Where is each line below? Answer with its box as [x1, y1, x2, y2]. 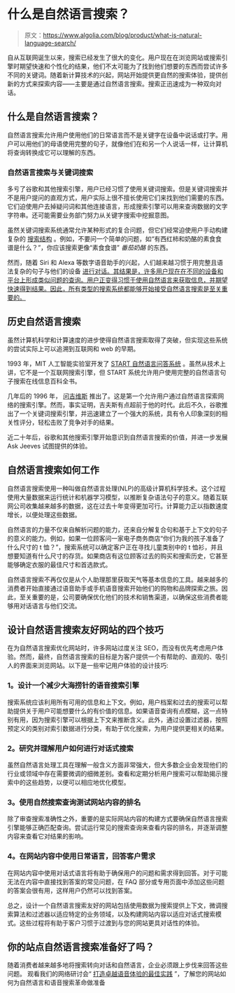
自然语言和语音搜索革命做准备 [19, 978, 106, 987]
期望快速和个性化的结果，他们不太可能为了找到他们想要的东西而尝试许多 [19, 62, 228, 70]
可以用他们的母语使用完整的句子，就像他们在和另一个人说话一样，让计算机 [13, 139, 228, 148]
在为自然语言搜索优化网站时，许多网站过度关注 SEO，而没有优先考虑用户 [7, 644, 218, 652]
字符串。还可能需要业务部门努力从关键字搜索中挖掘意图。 [7, 211, 173, 219]
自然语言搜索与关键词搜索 [7, 167, 94, 177]
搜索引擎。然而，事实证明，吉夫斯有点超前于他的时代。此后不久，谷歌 [19, 400, 222, 409]
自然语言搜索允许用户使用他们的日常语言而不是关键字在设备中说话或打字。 [7, 130, 222, 139]
